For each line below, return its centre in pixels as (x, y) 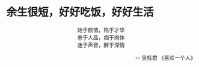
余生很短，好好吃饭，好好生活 (80, 12)
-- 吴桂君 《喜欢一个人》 (165, 57)
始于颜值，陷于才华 (101, 30)
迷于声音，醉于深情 (101, 45)
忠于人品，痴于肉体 (101, 37)
